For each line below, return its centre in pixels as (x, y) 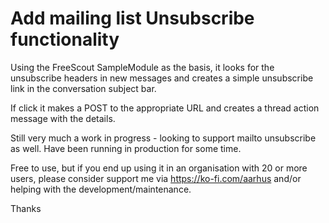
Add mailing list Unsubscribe (132, 18)
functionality (65, 39)
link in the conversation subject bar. (83, 88)
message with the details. (63, 118)
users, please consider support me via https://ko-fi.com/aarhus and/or (156, 178)
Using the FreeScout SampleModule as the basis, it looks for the (142, 67)
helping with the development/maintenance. (101, 189)
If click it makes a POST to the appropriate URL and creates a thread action (165, 108)
